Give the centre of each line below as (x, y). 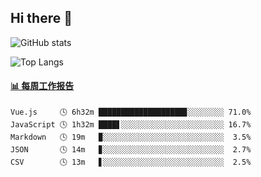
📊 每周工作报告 (42, 86)
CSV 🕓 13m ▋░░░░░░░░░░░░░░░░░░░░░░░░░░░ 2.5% (131, 162)
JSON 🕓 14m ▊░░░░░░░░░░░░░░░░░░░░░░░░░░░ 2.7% (131, 150)
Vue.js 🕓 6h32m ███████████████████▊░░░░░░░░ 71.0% (131, 112)
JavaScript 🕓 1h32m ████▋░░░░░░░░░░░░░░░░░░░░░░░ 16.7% (131, 125)
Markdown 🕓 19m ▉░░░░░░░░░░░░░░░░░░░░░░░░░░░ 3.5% (131, 137)
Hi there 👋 (41, 18)
